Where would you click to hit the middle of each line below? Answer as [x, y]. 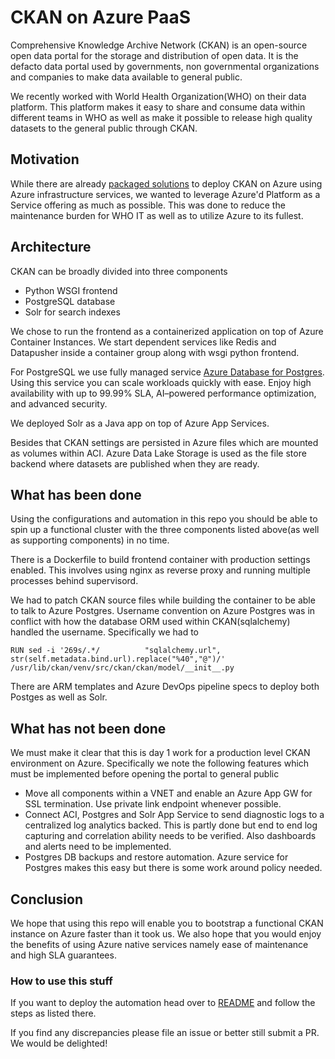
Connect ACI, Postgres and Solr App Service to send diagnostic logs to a [174, 815]
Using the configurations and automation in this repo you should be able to [164, 519]
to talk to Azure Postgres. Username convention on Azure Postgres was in [163, 611]
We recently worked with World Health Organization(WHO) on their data [158, 96]
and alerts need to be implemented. [98, 847]
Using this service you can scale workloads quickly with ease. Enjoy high [161, 382]
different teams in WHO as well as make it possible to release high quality [161, 117]
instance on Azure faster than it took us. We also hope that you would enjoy [166, 934]
